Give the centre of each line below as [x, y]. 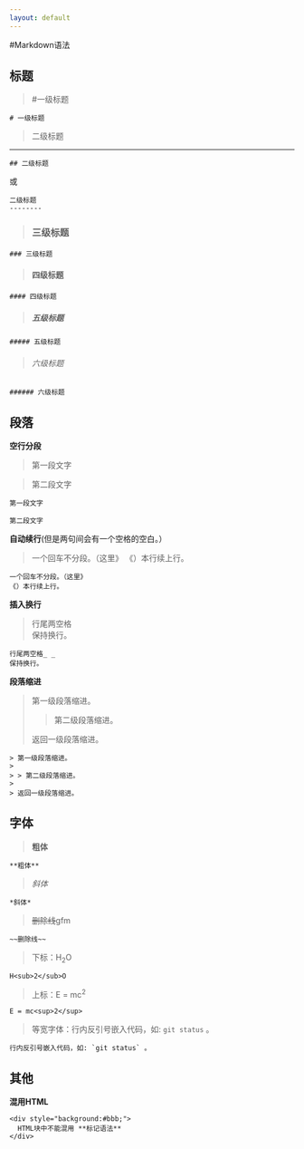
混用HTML [29, 1101]
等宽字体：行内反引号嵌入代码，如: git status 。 [123, 1029]
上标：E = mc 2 [58, 993]
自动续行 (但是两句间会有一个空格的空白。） [88, 538]
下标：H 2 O [52, 958]
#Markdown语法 [40, 44]
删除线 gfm [51, 920]
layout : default [40, 18]
